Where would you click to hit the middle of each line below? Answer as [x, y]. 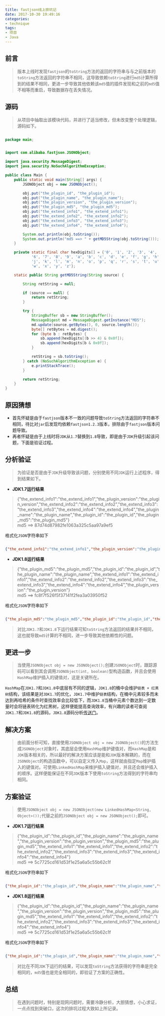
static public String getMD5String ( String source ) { [69, 275]
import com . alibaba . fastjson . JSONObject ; [48, 153]
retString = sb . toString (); [60, 356]
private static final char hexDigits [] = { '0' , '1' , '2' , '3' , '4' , [85, 252]
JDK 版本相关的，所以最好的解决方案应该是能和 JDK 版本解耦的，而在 [84, 755]
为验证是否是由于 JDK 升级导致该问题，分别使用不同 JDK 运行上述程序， [86, 472]
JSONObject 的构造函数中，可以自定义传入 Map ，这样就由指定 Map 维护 [84, 761]
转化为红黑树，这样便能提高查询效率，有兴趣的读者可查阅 [89, 706]
